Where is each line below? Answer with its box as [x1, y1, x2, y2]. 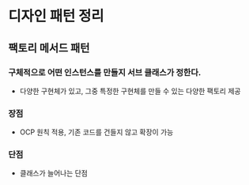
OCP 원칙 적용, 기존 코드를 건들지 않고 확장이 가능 [19, 127, 174, 137]
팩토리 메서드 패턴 [8, 41, 90, 55]
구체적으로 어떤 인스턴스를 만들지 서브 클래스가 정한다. [8, 66, 202, 77]
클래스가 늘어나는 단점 [19, 168, 89, 178]
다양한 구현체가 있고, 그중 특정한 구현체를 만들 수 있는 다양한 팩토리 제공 [19, 86, 241, 96]
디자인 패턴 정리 [8, 7, 104, 25]
